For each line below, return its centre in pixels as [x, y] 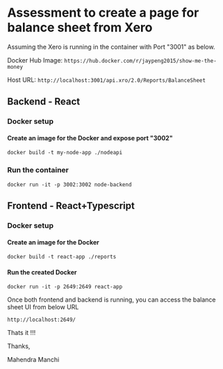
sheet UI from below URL [43, 307]
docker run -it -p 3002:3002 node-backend [69, 184]
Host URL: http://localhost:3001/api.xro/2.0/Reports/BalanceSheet [107, 80]
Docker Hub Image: [35, 60]
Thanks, [19, 346]
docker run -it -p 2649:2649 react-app [65, 287]
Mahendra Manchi [33, 360]
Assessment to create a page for [103, 13]
